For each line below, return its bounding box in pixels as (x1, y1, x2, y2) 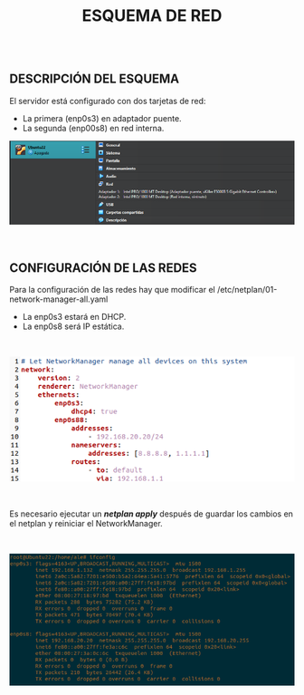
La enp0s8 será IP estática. (22, 321, 125, 332)
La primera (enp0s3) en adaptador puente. (22, 112, 183, 123)
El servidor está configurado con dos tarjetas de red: (9, 95, 206, 106)
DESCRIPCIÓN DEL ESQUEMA (9, 72, 180, 87)
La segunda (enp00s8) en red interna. (22, 122, 165, 133)
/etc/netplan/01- (216, 285, 278, 295)
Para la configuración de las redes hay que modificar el (9, 285, 215, 295)
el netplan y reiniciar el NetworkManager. (9, 518, 163, 529)
